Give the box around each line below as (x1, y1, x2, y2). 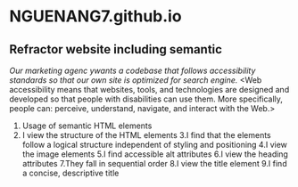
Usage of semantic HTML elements (21, 120, 153, 131)
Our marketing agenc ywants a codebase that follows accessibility (9, 65, 256, 76)
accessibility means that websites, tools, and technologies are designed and (9, 85, 290, 94)
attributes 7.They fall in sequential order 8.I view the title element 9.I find (21, 159, 287, 168)
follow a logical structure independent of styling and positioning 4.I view (21, 140, 288, 150)
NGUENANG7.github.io (9, 6, 182, 27)
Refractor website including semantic (9, 42, 223, 57)
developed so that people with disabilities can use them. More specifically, (9, 93, 284, 104)
